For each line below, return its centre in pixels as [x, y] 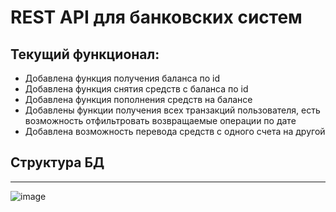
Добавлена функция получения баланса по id [122, 78]
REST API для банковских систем [156, 17]
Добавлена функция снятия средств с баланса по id [136, 89]
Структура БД [57, 162]
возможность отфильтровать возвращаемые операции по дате [160, 120]
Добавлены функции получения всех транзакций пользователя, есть [172, 110]
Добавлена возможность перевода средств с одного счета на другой [175, 131]
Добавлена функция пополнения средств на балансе [138, 99]
